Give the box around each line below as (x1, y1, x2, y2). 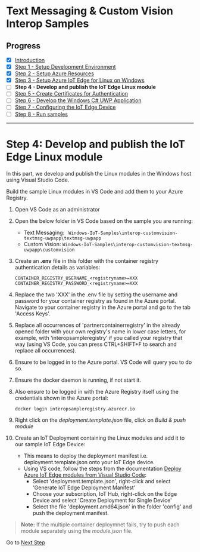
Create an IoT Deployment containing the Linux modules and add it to (14, 434, 185, 441)
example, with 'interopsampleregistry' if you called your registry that (14, 334, 183, 341)
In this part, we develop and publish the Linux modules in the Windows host (6, 170, 192, 177)
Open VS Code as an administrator (14, 206, 100, 213)
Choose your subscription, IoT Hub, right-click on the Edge (32, 490, 177, 497)
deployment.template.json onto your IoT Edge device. (23, 458, 155, 465)
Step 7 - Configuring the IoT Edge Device (14, 103, 116, 111)
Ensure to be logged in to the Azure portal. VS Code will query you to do (14, 358, 192, 366)
